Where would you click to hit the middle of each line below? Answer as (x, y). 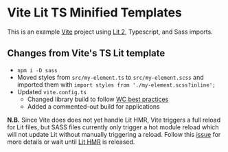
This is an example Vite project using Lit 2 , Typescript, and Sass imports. (110, 32)
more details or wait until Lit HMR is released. (71, 142)
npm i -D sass (37, 70)
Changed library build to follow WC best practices (98, 99)
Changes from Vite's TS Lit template (86, 53)
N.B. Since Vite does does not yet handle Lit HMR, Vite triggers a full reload (114, 120)
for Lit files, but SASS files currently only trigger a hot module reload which (113, 127)
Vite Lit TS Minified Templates (94, 13)
